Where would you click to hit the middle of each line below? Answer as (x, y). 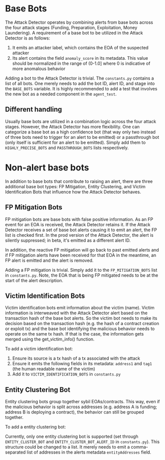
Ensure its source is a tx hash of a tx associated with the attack (76, 358)
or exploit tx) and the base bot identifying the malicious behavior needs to (80, 329)
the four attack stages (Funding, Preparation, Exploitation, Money (71, 27)
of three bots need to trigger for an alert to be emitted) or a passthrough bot (82, 137)
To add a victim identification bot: (39, 349)
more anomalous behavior (39, 68)
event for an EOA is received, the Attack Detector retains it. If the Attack (78, 224)
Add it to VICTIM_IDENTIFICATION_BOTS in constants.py (66, 374)
